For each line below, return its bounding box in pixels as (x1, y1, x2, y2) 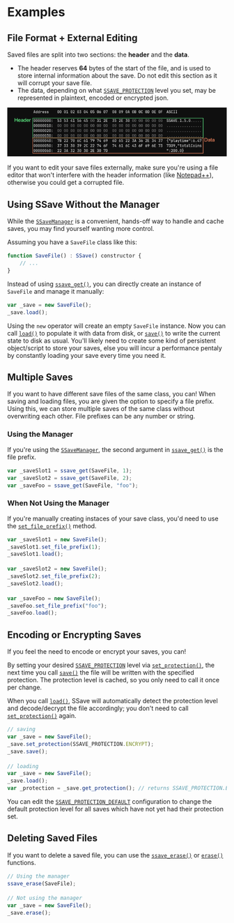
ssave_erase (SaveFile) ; (7, 880, 77, 887)
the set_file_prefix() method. (7, 521, 97, 530)
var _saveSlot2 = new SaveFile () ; (7, 566, 108, 573)
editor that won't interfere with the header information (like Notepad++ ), (7, 171, 214, 179)
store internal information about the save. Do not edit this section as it (17, 71, 217, 80)
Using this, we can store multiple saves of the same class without (7, 405, 195, 413)
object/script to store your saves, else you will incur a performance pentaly (7, 343, 223, 352)
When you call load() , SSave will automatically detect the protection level (7, 697, 218, 705)
